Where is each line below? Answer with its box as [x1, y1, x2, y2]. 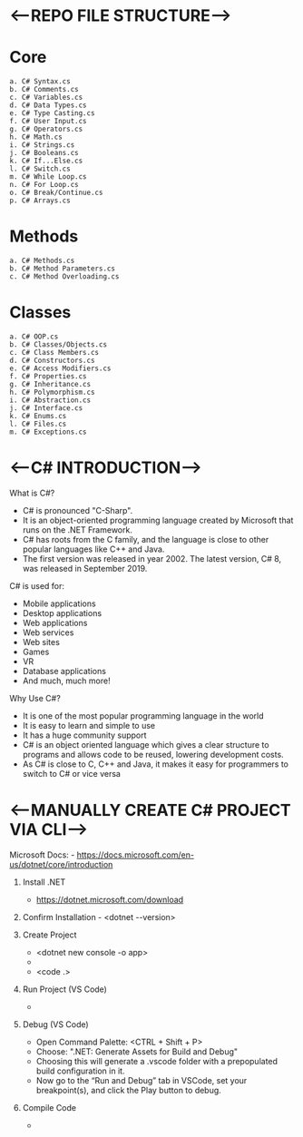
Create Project [22, 929, 77, 940]
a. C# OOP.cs [9, 332, 59, 341]
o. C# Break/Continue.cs [9, 188, 103, 198]
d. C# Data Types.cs [9, 101, 88, 110]
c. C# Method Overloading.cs [9, 272, 120, 281]
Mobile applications [22, 598, 97, 609]
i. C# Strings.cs [9, 141, 75, 150]
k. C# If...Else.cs [9, 156, 83, 166]
